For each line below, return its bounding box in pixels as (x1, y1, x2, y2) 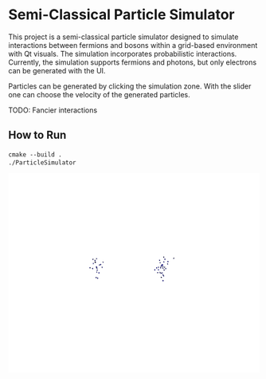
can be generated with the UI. (8, 65, 106, 75)
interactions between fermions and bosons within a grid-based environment (8, 40, 258, 49)
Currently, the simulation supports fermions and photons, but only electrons (8, 57, 257, 67)
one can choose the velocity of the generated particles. (8, 89, 190, 99)
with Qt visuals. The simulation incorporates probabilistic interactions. (8, 49, 237, 58)
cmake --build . (8, 150, 62, 159)
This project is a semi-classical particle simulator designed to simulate (8, 32, 239, 41)
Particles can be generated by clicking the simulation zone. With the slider (8, 81, 252, 91)
